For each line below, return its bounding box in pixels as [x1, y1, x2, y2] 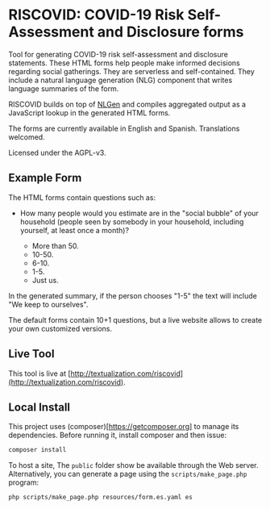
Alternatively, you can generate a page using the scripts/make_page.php [8, 469, 247, 479]
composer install [8, 446, 67, 454]
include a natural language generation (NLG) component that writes [8, 75, 233, 85]
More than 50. [31, 240, 79, 251]
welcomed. [8, 131, 46, 142]
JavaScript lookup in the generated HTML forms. [8, 107, 171, 118]
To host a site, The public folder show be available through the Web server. [8, 461, 260, 470]
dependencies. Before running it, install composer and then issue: [8, 430, 227, 440]
